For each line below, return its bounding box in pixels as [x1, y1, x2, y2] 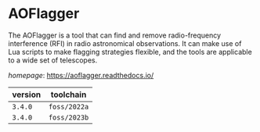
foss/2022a [48, 102, 89, 111]
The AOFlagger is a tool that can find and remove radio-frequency [8, 30, 222, 40]
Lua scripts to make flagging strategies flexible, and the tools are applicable [8, 47, 252, 56]
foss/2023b [48, 112, 89, 122]
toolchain [50, 89, 87, 100]
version [12, 89, 42, 100]
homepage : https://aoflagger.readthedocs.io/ [8, 70, 154, 80]
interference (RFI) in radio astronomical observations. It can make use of [8, 38, 242, 48]
